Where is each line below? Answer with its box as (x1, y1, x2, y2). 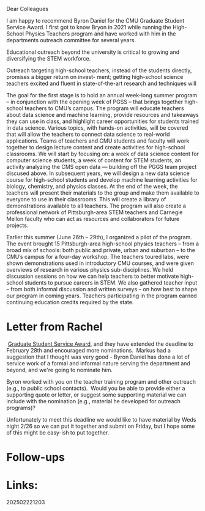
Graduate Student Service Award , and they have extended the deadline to (7, 340, 194, 348)
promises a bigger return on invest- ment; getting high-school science (6, 73, 184, 80)
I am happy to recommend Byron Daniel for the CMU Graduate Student (6, 17, 185, 24)
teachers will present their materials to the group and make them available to (6, 189, 199, 196)
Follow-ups (6, 450, 65, 464)
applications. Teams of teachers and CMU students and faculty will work (6, 137, 190, 144)
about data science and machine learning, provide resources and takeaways (6, 111, 199, 118)
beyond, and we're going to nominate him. (6, 366, 113, 373)
